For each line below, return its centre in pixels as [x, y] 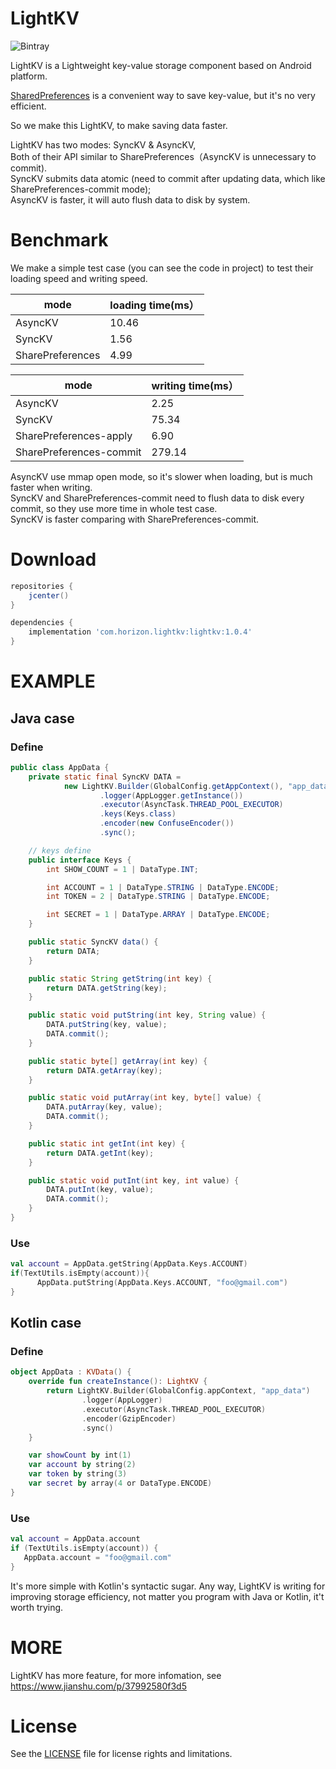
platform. [29, 76]
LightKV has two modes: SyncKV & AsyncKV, [103, 144]
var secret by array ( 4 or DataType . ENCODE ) [120, 1483]
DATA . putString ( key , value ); [107, 1025]
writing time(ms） [195, 385]
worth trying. [37, 1607]
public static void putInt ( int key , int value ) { [134, 1180]
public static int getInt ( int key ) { [107, 1143]
